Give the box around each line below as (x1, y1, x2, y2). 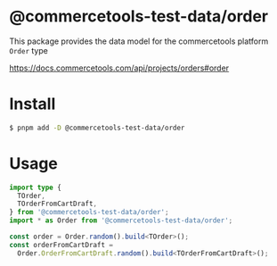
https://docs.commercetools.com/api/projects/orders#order (9, 62, 230, 73)
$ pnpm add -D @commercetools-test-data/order (9, 123, 185, 132)
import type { (9, 183, 62, 192)
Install (9, 94, 56, 114)
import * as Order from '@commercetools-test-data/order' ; (9, 216, 233, 225)
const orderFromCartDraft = (9, 240, 114, 249)
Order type (9, 45, 49, 55)
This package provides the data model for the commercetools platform (9, 36, 269, 46)
